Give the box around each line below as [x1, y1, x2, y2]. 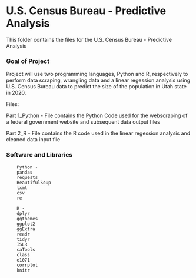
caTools [16, 246, 35, 253]
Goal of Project [6, 57, 50, 65]
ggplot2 [16, 221, 35, 227]
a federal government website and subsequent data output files [6, 118, 160, 125]
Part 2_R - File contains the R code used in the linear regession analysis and [6, 130, 190, 137]
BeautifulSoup [16, 180, 51, 186]
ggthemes [16, 216, 38, 221]
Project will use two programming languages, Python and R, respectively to [6, 71, 188, 78]
